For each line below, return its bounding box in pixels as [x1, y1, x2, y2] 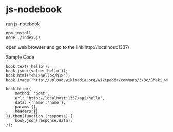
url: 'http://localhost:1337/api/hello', [15, 95, 105, 101]
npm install [6, 30, 31, 35]
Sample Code [6, 54, 35, 60]
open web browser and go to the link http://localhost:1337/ [6, 44, 130, 50]
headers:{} [15, 109, 39, 114]
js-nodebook [6, 4, 62, 15]
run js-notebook [6, 21, 40, 27]
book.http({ [6, 86, 31, 91]
